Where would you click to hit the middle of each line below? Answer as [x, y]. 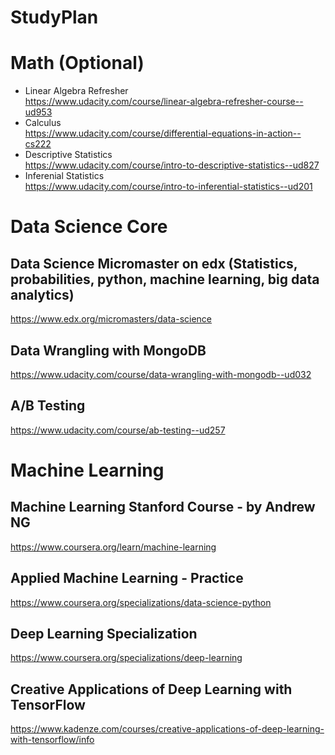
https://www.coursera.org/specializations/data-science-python [141, 602]
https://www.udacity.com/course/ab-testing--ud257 [118, 430]
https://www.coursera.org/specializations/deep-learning [126, 658]
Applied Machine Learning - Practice [127, 578]
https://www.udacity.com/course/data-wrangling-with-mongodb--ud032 [161, 374]
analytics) [42, 294]
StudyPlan [54, 17]
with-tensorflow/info [52, 740]
